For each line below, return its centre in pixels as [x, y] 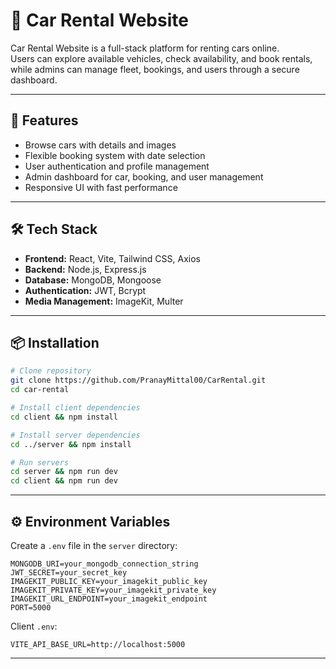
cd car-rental [40, 390]
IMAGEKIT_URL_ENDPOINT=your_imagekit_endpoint [109, 599]
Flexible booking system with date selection [115, 155]
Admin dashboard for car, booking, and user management [144, 176]
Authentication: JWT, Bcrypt [85, 290]
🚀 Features [44, 120]
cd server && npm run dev [64, 472]
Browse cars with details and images [100, 145]
